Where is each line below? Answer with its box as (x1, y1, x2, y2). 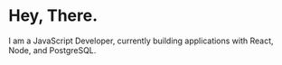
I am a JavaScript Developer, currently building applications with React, (8, 35, 274, 46)
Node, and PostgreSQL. (8, 44, 97, 55)
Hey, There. (8, 5, 99, 26)
